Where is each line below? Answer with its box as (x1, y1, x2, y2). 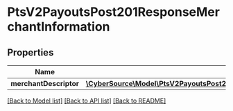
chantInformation (7, 19, 110, 35)
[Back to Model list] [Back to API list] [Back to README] (7, 96, 166, 105)
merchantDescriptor (10, 79, 80, 88)
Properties (7, 46, 54, 58)
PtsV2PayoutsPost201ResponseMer (7, 4, 221, 20)
